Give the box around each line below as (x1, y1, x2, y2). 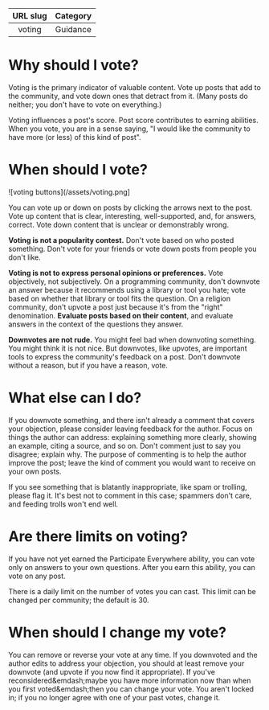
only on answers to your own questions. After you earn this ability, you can (8, 562, 255, 572)
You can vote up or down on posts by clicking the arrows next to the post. (8, 203, 253, 212)
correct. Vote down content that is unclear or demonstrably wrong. (8, 220, 230, 229)
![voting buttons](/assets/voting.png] (8, 187, 131, 196)
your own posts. (8, 466, 62, 476)
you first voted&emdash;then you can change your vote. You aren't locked (8, 683, 255, 694)
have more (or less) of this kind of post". (8, 132, 142, 142)
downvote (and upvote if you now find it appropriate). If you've (8, 667, 215, 676)
